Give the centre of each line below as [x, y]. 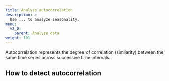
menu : [11, 24]
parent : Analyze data [37, 33]
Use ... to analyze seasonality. [45, 19]
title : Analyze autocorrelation [39, 10]
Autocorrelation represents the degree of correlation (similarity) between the [84, 52]
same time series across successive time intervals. [58, 57]
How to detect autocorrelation [53, 73]
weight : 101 [18, 38]
